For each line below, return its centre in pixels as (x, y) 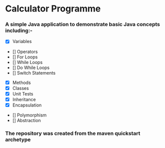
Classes (20, 88)
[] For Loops (25, 57)
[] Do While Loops (31, 67)
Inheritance (24, 99)
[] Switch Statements (34, 72)
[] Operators (25, 51)
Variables (22, 41)
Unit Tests (23, 93)
